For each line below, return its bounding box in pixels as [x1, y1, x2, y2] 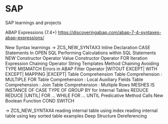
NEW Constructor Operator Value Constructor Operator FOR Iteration [5, 55, 148, 61]
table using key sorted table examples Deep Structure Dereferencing [5, 112, 147, 118]
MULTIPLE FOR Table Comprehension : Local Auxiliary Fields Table [5, 76, 143, 82]
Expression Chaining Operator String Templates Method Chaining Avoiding [5, 60, 159, 66]
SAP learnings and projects [5, 20, 62, 26]
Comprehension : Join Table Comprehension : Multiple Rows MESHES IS [5, 81, 155, 88]
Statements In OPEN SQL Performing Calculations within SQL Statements [5, 50, 156, 56]
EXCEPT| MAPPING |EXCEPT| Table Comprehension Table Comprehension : [5, 71, 162, 77]
